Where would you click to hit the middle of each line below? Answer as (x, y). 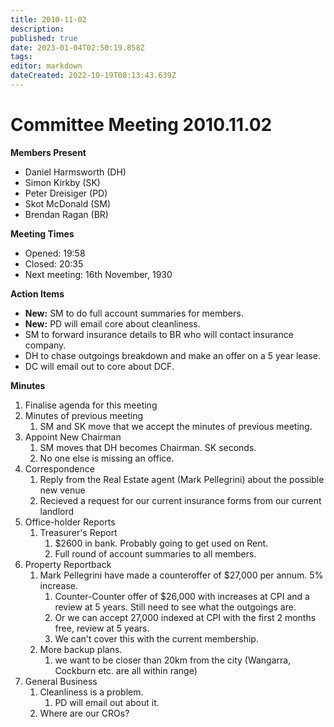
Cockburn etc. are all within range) (126, 670)
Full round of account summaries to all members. (155, 553)
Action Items (37, 293)
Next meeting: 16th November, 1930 (98, 274)
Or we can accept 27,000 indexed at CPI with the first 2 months (185, 617)
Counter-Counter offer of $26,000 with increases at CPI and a (182, 596)
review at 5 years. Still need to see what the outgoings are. (175, 607)
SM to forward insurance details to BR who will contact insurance (159, 334)
